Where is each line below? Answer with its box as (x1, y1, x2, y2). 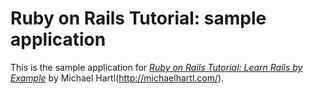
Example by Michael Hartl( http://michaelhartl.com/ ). (10, 72, 225, 84)
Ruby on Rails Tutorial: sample (10, 7, 267, 30)
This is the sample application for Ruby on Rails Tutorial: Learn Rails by (10, 61, 303, 73)
